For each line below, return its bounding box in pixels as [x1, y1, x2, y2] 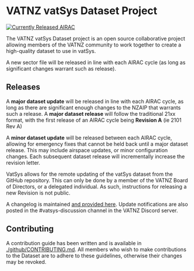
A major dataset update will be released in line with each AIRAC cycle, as [6, 98, 184, 105]
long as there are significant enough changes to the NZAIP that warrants [6, 104, 181, 111]
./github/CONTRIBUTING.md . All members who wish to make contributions [6, 246, 186, 253]
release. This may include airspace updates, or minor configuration [6, 146, 168, 153]
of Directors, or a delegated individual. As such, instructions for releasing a [6, 183, 187, 190]
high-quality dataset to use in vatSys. [6, 47, 96, 54]
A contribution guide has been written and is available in [6, 239, 142, 246]
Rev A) [6, 122, 22, 130]
